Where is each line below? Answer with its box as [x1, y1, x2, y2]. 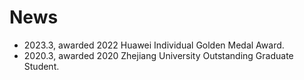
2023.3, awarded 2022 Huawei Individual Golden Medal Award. [23, 39, 285, 51]
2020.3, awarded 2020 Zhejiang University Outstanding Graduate [23, 49, 294, 61]
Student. [23, 60, 60, 72]
